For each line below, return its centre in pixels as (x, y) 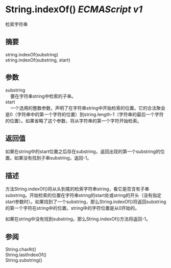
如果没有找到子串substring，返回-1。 (53, 158)
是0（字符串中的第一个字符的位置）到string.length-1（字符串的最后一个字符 (84, 114)
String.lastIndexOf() (26, 255)
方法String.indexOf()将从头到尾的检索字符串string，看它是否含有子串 (77, 189)
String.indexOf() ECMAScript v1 (74, 9)
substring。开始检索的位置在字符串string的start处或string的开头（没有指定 (83, 195)
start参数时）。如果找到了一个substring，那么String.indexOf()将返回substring (86, 202)
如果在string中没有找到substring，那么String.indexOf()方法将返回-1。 (78, 219)
